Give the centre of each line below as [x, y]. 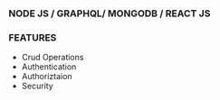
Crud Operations [53, 58]
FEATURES [33, 37]
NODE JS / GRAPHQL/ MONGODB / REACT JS [110, 14]
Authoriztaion [47, 77]
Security [37, 86]
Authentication [49, 67]
